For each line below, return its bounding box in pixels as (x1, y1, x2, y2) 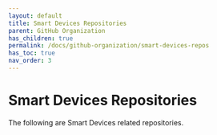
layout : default (8, 11, 62, 20)
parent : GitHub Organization (8, 27, 106, 35)
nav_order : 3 (8, 57, 52, 65)
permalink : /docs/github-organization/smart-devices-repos (8, 42, 210, 50)
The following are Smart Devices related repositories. (8, 117, 184, 127)
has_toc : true (8, 49, 56, 57)
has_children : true (8, 34, 74, 43)
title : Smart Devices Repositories (8, 19, 127, 27)
